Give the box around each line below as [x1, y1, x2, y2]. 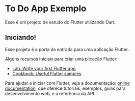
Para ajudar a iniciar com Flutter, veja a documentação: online [5, 80, 130, 86]
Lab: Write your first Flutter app [12, 65, 76, 71]
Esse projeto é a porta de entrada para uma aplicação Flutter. [5, 46, 129, 52]
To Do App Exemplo [5, 3, 87, 14]
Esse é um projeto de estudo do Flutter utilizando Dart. [5, 19, 116, 25]
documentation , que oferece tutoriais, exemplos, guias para [5, 85, 126, 91]
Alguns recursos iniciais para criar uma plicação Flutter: [5, 56, 118, 62]
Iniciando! [5, 33, 37, 42]
